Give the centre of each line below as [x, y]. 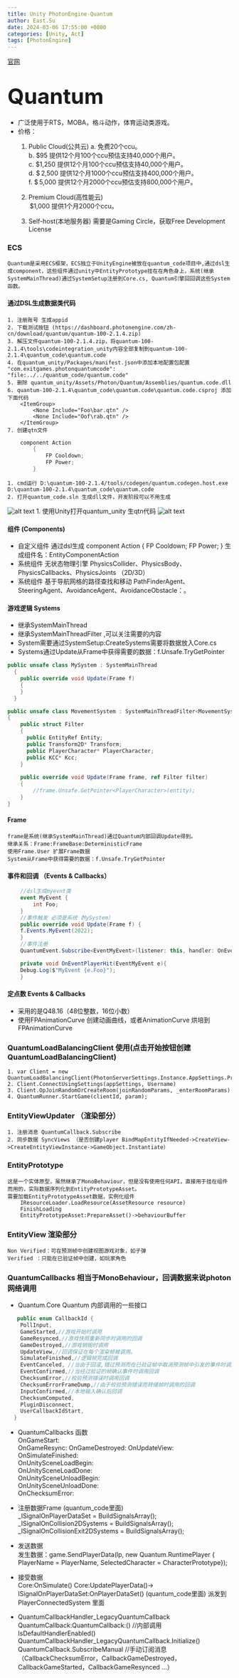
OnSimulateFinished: [48, 1455]
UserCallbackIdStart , [52, 1411]
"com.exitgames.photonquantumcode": [62, 369]
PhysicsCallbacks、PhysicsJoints [67, 573]
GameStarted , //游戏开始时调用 [61, 1331]
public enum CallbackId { [55, 1319]
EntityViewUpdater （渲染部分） [64, 1116]
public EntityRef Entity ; [64, 738]
